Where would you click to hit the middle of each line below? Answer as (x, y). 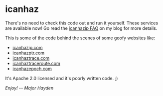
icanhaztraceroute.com (36, 63)
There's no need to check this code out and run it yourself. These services (82, 23)
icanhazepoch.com (32, 69)
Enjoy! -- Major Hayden (29, 88)
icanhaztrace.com (31, 58)
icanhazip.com (27, 47)
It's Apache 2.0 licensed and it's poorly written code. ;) (62, 78)
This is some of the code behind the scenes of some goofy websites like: (80, 38)
